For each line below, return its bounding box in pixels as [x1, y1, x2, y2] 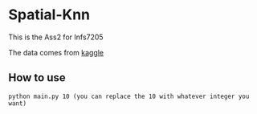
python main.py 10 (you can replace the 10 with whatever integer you [8, 92, 250, 100]
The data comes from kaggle [8, 47, 104, 57]
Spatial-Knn [8, 6, 91, 24]
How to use [8, 71, 66, 85]
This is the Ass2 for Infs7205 [8, 32, 104, 42]
